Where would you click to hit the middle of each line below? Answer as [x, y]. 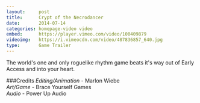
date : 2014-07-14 [36, 23]
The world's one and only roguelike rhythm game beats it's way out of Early [100, 62]
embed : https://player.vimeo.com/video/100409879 [77, 34]
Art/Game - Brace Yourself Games [49, 87]
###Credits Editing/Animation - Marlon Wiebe [63, 80]
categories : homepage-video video [50, 29]
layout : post [28, 12]
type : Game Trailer [39, 46]
